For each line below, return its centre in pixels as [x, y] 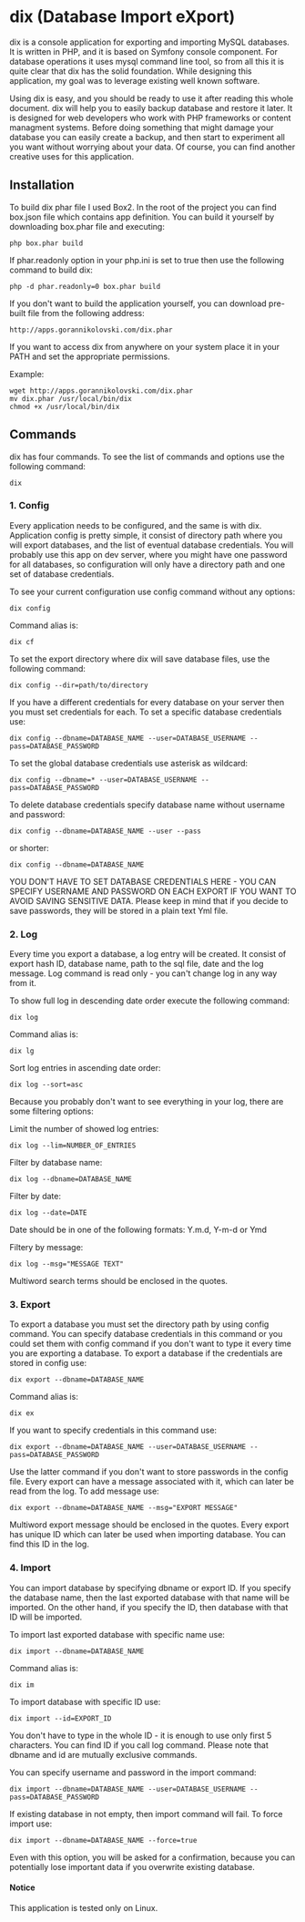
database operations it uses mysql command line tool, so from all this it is [147, 61]
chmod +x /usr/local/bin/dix [65, 406]
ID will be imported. [46, 1617]
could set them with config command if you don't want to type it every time [151, 1344]
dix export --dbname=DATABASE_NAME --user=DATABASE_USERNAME [128, 1447]
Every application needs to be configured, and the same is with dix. [136, 525]
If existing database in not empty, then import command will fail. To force [146, 1814]
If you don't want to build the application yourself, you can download [138, 303]
